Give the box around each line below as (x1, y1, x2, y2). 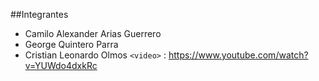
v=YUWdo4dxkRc (24, 60, 98, 71)
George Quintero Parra (24, 39, 119, 50)
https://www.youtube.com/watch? (168, 49, 309, 61)
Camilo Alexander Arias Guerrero (24, 28, 162, 39)
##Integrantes (10, 9, 69, 20)
